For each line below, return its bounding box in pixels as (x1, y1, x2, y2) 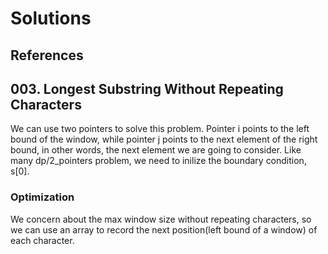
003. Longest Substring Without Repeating (10, 80, 284, 97)
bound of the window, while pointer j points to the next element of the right (10, 133, 318, 146)
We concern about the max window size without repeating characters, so (10, 213, 312, 225)
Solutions (10, 7, 92, 30)
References (10, 47, 84, 64)
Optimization (10, 190, 75, 204)
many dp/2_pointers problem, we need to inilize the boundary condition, (10, 155, 307, 167)
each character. (10, 234, 75, 246)
